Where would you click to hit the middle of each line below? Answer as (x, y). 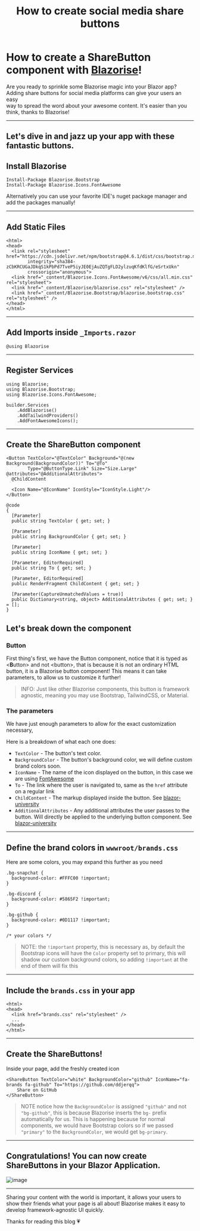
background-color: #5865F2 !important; (61, 899)
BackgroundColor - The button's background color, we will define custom (103, 760)
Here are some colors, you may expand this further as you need (84, 862)
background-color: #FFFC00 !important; (61, 878)
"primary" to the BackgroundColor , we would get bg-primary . (94, 1132)
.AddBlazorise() (37, 410)
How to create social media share (100, 11)
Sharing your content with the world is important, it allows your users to (94, 1197)
